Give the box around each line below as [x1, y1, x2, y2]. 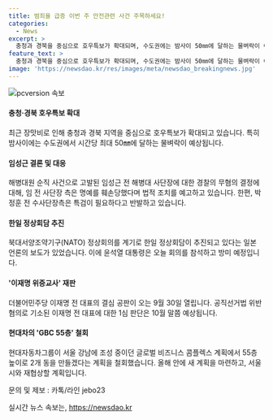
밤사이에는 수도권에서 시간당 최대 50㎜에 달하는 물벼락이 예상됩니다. [8, 137, 224, 147]
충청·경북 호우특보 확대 [8, 108, 80, 118]
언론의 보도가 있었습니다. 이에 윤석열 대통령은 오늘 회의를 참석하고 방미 [8, 248, 232, 258]
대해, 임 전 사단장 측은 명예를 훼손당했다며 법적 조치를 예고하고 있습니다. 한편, [8, 188, 253, 197]
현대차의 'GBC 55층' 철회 [8, 328, 89, 338]
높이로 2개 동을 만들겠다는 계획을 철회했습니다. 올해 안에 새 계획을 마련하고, [8, 357, 247, 367]
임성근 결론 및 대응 [8, 158, 67, 167]
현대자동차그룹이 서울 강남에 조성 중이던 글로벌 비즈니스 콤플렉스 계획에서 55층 [8, 347, 258, 357]
